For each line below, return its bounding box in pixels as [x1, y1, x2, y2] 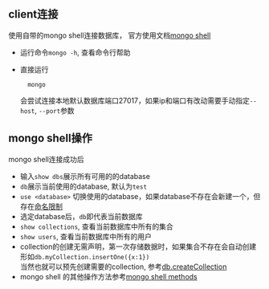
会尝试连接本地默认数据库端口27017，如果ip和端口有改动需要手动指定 [19, 96, 251, 105]
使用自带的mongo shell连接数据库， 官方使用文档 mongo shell [8, 31, 211, 40]
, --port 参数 [35, 105, 75, 115]
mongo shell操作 [8, 132, 92, 145]
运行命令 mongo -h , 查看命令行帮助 [19, 47, 131, 57]
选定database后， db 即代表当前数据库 [19, 211, 143, 221]
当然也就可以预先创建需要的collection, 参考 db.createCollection [19, 262, 227, 271]
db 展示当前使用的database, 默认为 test [19, 181, 147, 191]
